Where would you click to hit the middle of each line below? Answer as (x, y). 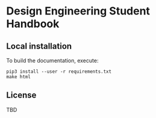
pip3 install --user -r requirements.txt (59, 72)
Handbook (33, 24)
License (21, 95)
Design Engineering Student (78, 11)
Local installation (39, 46)
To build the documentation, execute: (52, 61)
